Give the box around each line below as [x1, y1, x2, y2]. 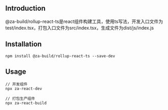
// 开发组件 [5, 82, 28, 87]
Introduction [5, 4, 46, 13]
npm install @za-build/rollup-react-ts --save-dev [5, 53, 115, 58]
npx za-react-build [5, 101, 47, 106]
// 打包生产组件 [5, 96, 35, 101]
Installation [5, 40, 42, 49]
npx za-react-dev [5, 86, 42, 92]
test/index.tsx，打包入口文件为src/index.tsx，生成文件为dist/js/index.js [5, 25, 154, 31]
